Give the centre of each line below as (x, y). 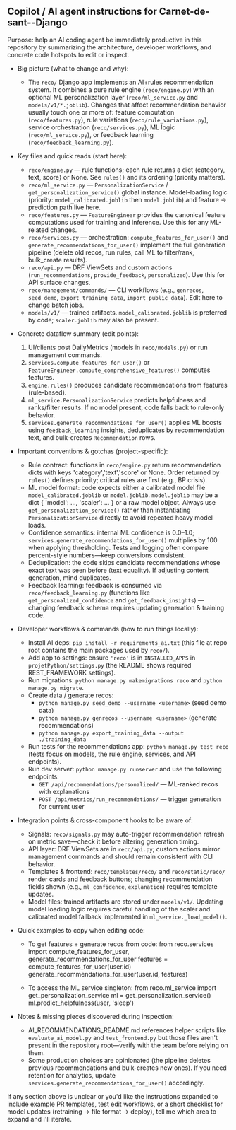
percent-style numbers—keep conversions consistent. (107, 555)
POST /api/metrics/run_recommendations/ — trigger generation (130, 799)
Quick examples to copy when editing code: (81, 930)
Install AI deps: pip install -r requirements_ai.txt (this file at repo (128, 642)
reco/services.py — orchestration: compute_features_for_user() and (128, 237)
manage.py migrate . (56, 687)
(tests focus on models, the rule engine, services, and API (112, 754)
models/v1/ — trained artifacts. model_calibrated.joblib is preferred (128, 312)
